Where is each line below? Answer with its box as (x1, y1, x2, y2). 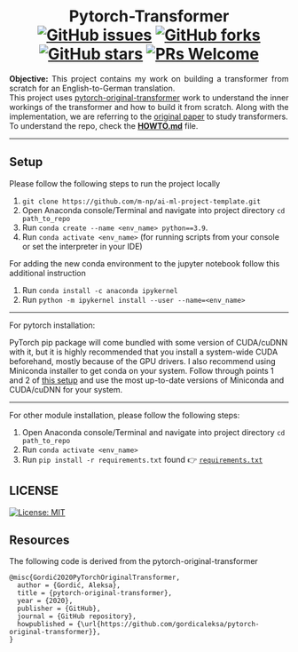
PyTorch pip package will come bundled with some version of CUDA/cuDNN (9, 337, 288, 347)
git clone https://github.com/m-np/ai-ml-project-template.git (21, 197, 262, 206)
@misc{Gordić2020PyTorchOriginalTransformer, (9, 573, 180, 583)
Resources (9, 532, 70, 547)
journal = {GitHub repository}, (17, 612, 137, 621)
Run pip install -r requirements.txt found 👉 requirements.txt (21, 454, 263, 465)
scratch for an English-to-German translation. (9, 83, 176, 93)
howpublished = (17, 620, 74, 629)
